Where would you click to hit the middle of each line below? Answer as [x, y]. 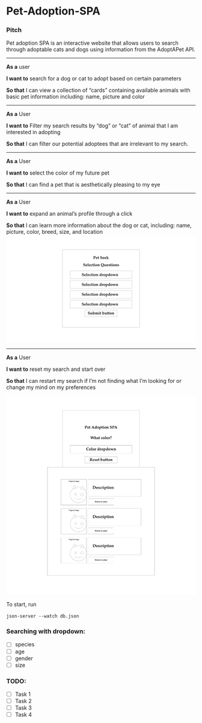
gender [24, 658]
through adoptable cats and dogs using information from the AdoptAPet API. [101, 50]
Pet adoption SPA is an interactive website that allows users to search [92, 43]
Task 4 [23, 715]
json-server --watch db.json [43, 616]
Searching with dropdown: [46, 631]
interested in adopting [33, 132]
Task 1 [23, 694]
